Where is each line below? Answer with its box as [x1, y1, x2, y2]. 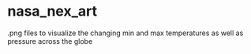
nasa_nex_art [7, 2, 98, 20]
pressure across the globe [7, 36, 93, 45]
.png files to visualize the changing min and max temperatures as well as [7, 28, 244, 38]
